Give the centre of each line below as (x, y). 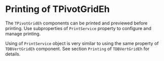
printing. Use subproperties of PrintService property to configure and (78, 28)
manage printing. (23, 33)
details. (13, 54)
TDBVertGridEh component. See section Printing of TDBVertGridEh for (77, 48)
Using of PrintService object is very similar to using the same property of (82, 43)
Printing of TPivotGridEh (57, 9)
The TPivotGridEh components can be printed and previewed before (76, 23)
